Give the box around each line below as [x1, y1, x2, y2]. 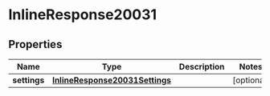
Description [178, 62, 225, 72]
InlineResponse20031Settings [51, 74, 171, 86]
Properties [8, 38, 63, 51]
